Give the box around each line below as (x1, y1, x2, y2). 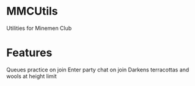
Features (6, 46, 53, 60)
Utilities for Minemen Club (6, 24, 72, 32)
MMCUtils (6, 4, 58, 18)
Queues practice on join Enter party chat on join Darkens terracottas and (6, 66, 189, 73)
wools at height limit (6, 72, 57, 80)
